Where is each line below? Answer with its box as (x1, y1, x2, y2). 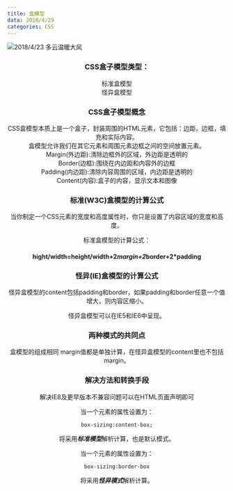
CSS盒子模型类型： (84, 62, 150, 72)
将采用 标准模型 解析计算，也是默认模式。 (58, 434, 175, 442)
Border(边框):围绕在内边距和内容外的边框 (58, 159, 176, 167)
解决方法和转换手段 (84, 376, 150, 385)
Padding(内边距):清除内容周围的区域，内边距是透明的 (40, 168, 193, 176)
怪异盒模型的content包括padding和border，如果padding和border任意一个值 (8, 288, 226, 296)
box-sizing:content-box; (81, 421, 153, 428)
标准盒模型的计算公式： (83, 236, 151, 244)
